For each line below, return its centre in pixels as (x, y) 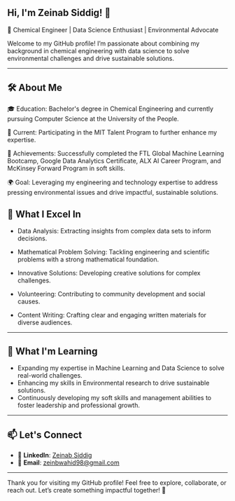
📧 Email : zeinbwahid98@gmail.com (69, 462)
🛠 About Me (35, 88)
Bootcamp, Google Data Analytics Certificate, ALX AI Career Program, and (114, 160)
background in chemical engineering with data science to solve (99, 50)
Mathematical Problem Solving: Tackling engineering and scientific (113, 252)
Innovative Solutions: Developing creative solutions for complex (109, 273)
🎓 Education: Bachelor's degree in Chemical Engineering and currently (111, 109)
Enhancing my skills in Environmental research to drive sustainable (113, 383)
